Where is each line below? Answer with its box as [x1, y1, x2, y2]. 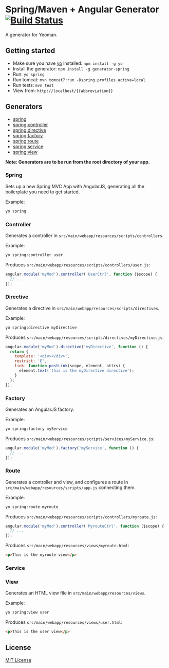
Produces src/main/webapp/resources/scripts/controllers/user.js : [5, 261, 151, 268]
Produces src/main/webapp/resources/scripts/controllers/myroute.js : [5, 513, 157, 520]
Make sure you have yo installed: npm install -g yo [12, 60, 123, 66]
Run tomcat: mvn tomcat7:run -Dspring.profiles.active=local [12, 76, 146, 83]
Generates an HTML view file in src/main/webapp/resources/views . [5, 590, 146, 596]
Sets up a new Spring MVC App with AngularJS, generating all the [5, 183, 145, 189]
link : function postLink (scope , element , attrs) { [14, 364, 125, 369]
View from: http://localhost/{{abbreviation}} [12, 87, 114, 94]
